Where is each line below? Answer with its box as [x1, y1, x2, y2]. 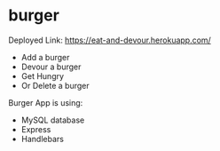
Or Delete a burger [20, 80, 90, 91]
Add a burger [20, 52, 70, 62]
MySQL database [20, 115, 85, 125]
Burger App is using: [8, 97, 83, 107]
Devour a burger [20, 61, 82, 72]
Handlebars [20, 133, 64, 144]
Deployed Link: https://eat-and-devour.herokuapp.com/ [8, 35, 212, 45]
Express [20, 123, 51, 134]
